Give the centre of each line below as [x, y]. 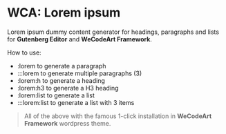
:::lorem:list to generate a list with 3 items [76, 102]
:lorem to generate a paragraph [62, 66]
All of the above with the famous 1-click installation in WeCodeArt [118, 116]
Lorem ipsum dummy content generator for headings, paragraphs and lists [113, 32]
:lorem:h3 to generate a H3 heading [68, 88]
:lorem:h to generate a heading [61, 80]
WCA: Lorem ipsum [64, 13]
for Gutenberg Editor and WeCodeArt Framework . [79, 39]
